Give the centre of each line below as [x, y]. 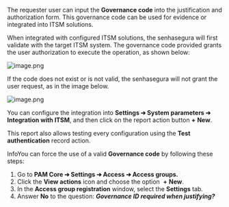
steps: [16, 161]
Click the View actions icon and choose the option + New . [100, 182]
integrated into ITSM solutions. [50, 24]
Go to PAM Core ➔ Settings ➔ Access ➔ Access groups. [98, 174]
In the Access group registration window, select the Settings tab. [110, 189]
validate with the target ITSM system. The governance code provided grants [114, 45]
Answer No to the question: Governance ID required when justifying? [116, 196]
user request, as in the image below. [58, 86]
